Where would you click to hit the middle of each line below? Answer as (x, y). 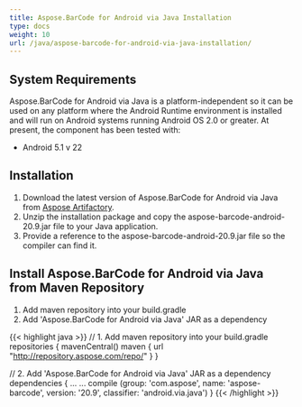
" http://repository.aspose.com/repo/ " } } (84, 356)
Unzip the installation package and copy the (104, 217)
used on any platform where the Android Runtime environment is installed (146, 111)
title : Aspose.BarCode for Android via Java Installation (120, 18)
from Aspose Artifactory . (68, 207)
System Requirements (73, 79)
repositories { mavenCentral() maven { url (87, 346)
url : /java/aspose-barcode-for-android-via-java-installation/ (131, 43)
